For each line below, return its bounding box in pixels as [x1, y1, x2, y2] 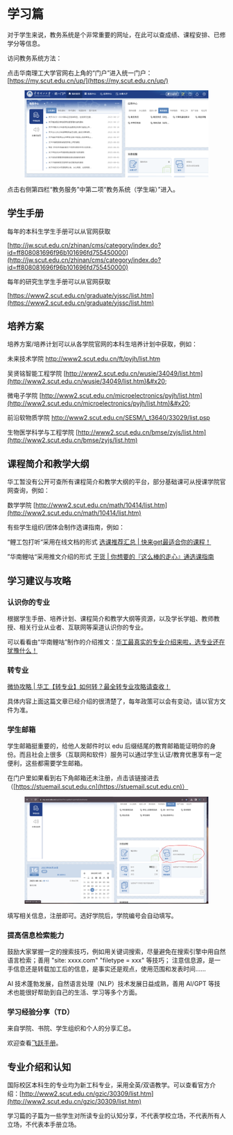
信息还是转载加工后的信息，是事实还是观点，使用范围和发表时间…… [12, 965, 207, 974]
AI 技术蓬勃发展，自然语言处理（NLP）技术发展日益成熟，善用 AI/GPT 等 [7, 980, 215, 988]
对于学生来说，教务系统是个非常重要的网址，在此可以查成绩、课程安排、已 [7, 30, 220, 39]
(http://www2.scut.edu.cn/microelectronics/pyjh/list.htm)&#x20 [7, 399, 189, 407]
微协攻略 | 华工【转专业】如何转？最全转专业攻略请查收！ [7, 683, 171, 691]
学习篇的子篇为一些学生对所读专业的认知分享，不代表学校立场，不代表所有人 [7, 1111, 226, 1120]
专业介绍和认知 [7, 1061, 71, 1073]
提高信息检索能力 [7, 930, 64, 940]
